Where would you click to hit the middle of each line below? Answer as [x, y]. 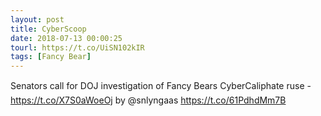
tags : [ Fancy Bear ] [51, 57]
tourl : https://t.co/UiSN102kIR [77, 47]
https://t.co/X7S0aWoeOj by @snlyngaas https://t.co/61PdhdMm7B [148, 100]
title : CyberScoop [48, 29]
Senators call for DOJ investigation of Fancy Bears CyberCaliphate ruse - [161, 86]
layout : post [37, 19]
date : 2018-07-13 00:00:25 [66, 38]
